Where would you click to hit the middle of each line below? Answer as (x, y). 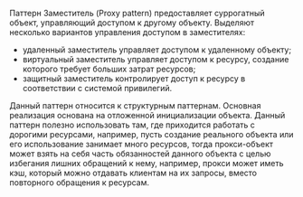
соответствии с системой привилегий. (97, 88)
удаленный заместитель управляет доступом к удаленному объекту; (157, 50)
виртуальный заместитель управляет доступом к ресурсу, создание (156, 59)
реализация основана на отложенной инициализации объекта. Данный (147, 115)
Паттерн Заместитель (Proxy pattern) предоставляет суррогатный (137, 13)
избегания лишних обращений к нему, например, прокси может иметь (147, 163)
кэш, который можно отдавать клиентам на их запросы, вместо (133, 173)
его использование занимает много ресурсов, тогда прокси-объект (142, 144)
